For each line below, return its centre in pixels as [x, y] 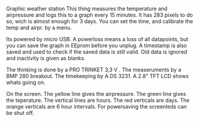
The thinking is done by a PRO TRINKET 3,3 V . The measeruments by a [94, 70]
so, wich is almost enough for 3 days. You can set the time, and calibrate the [100, 21]
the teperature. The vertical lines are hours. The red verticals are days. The [98, 100]
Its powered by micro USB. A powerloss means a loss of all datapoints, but [97, 39]
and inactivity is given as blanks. [46, 58]
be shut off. [20, 113]
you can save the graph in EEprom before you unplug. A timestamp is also [97, 45]
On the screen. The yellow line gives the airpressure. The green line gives [96, 94]
